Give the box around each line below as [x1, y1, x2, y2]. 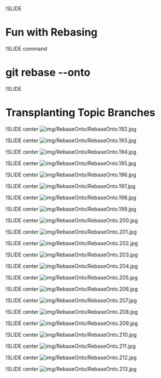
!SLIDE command [5, 45, 48, 52]
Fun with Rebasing [5, 26, 98, 39]
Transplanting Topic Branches [5, 106, 156, 120]
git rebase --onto [5, 66, 90, 79]
